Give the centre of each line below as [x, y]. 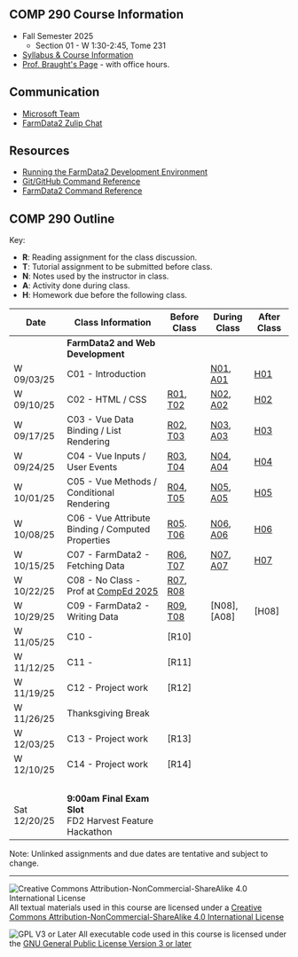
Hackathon [90, 832]
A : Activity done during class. [76, 286]
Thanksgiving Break [109, 713]
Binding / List [94, 431]
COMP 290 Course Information [97, 15]
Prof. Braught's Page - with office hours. [96, 64]
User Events [92, 467]
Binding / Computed [109, 529]
